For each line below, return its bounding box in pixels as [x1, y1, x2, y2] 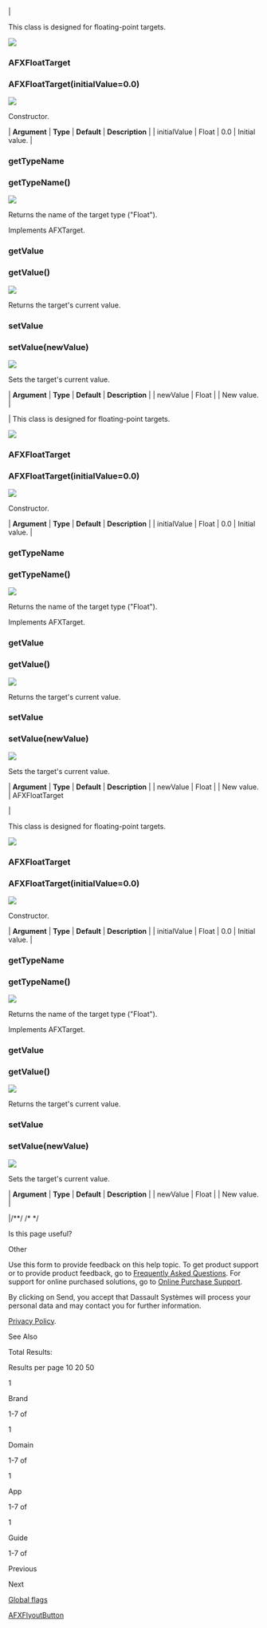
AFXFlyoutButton [8, 1610, 65, 1620]
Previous [8, 1563, 37, 1573]
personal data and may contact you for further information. [8, 1300, 202, 1310]
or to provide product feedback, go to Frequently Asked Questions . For [8, 1268, 241, 1277]
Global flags [8, 1594, 48, 1604]
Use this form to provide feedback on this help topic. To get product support [8, 1260, 259, 1269]
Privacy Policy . [8, 1316, 57, 1325]
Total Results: [8, 1347, 53, 1356]
